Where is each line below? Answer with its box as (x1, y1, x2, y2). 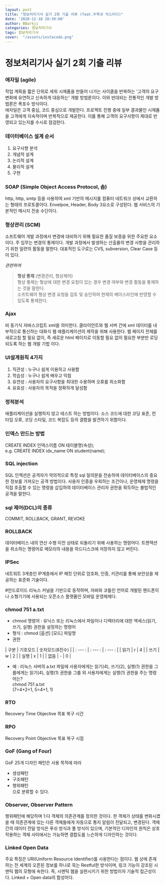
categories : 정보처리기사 (5, 26, 52, 31)
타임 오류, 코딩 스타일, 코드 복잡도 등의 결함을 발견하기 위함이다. (5, 417, 127, 423)
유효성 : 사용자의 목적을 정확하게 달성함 (12, 385, 88, 390)
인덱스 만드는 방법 (5, 430, 45, 437)
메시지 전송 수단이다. (18, 208, 58, 214)
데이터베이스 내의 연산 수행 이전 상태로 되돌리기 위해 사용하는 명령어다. (5, 540, 140, 546)
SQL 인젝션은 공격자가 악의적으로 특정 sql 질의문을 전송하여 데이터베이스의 (5, 472, 149, 478)
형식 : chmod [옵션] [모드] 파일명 (12, 630, 76, 636)
